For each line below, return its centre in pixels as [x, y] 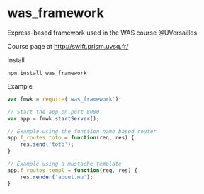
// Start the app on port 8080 [53, 112]
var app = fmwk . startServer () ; [53, 118]
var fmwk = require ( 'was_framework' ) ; [64, 99]
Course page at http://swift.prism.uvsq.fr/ [68, 46]
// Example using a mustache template [64, 164]
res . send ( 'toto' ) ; [47, 144]
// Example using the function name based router [82, 131]
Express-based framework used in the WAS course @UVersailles [102, 33]
